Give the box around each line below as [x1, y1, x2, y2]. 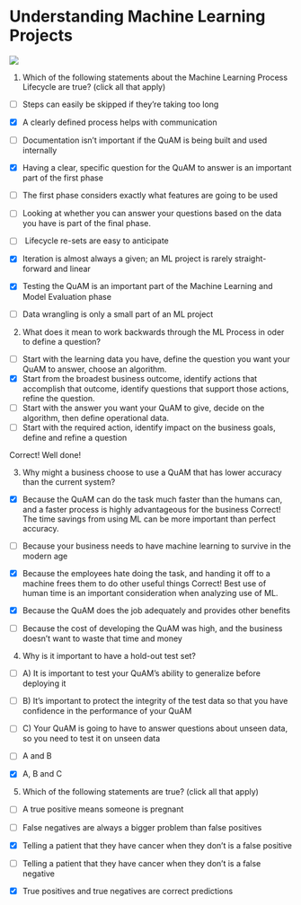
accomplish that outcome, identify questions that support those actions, [22, 383, 289, 394]
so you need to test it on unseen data [22, 734, 161, 744]
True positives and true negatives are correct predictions [22, 885, 234, 896]
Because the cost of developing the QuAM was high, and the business [22, 623, 283, 634]
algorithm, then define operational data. [22, 412, 169, 423]
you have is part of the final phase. [22, 218, 151, 229]
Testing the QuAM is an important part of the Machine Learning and [22, 281, 273, 292]
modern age [22, 550, 68, 561]
